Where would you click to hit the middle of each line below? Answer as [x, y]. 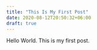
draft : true [21, 23]
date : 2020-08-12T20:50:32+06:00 [49, 18]
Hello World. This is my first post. [48, 41]
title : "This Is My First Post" [47, 12]
